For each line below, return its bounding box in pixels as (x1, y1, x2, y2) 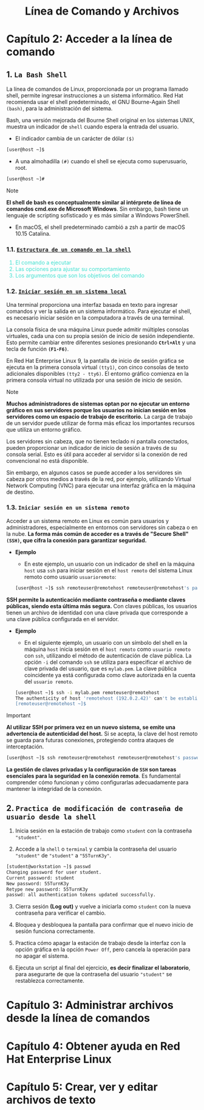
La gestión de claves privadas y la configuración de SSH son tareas (6, 766, 177, 773)
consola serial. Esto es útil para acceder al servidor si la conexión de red (6, 451, 188, 458)
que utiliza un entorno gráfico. (6, 426, 82, 433)
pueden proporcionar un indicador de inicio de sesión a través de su (6, 444, 177, 451)
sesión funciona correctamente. (15, 927, 95, 935)
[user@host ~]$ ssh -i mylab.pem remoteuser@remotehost (15, 689, 160, 695)
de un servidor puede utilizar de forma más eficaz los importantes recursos (6, 419, 195, 427)
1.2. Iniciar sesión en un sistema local (6, 287, 127, 296)
